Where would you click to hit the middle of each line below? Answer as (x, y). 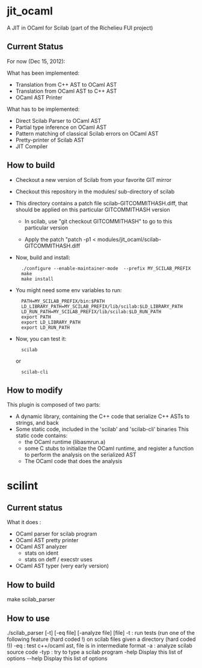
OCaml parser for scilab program (56, 534)
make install (38, 279)
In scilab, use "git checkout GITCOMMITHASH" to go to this (98, 221)
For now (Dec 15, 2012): (36, 61)
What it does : (24, 522)
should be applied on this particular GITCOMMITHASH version (93, 210)
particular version (46, 228)
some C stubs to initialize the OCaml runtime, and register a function (109, 448)
